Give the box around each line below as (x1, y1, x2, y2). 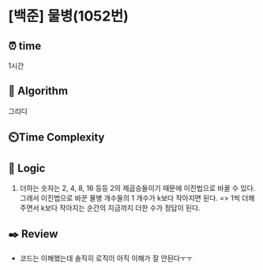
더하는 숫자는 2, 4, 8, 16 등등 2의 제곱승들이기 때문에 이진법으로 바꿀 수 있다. (19, 183, 256, 193)
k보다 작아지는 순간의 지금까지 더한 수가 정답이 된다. (40, 203, 201, 213)
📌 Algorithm (8, 84, 69, 98)
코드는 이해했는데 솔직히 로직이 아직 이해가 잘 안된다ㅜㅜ (19, 253, 193, 263)
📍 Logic (8, 161, 46, 174)
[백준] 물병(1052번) (8, 7, 129, 25)
